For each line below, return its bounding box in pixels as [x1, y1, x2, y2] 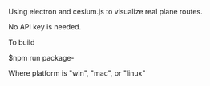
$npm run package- [8, 53, 75, 62]
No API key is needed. [8, 22, 82, 31]
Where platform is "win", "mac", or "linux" [8, 68, 146, 78]
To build [8, 37, 35, 47]
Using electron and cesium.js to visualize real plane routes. [8, 7, 203, 16]
